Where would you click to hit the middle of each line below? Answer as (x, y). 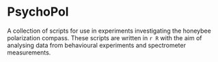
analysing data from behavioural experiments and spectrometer (97, 45)
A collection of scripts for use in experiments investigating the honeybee (109, 31)
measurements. (29, 52)
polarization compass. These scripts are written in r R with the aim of (105, 37)
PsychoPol (38, 12)
